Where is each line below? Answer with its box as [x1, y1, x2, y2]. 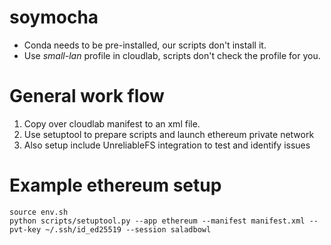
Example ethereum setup [9, 174, 222, 197]
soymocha [9, 6, 99, 29]
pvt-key [9, 224, 42, 235]
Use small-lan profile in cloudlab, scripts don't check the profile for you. [23, 49, 321, 61]
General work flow [9, 85, 165, 108]
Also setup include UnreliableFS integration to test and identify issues [23, 139, 311, 151]
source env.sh [9, 207, 69, 217]
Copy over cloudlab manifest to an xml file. [23, 117, 201, 130]
